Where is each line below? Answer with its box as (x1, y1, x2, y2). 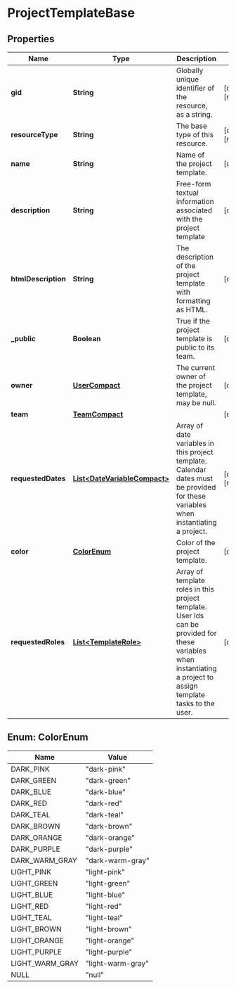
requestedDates (11, 473, 66, 483)
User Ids (176, 611, 204, 620)
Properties (7, 33, 55, 45)
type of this (176, 130, 214, 139)
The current (176, 363, 216, 372)
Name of (176, 150, 205, 160)
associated (176, 205, 213, 215)
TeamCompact (72, 409, 124, 419)
